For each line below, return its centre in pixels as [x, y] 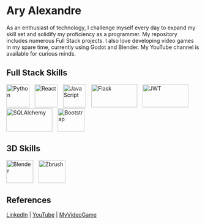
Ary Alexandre [44, 11]
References [29, 200]
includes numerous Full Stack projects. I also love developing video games [100, 40]
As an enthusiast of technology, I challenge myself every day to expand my [101, 28]
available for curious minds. [41, 53]
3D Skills [24, 148]
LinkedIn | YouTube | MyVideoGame [51, 215]
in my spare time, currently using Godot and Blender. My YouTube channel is [103, 47]
